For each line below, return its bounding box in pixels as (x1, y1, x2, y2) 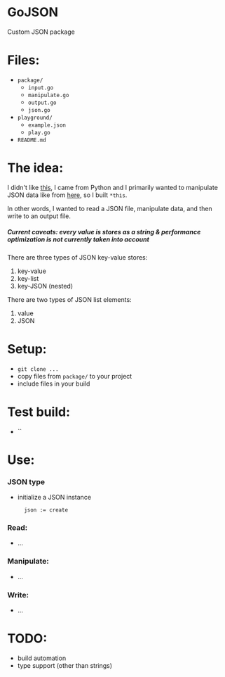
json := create (24, 507, 69, 514)
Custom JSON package (7, 27, 75, 36)
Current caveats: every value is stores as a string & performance (7, 228, 201, 236)
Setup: (7, 341, 47, 357)
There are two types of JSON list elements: (7, 295, 132, 303)
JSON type (7, 476, 46, 486)
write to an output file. (7, 212, 71, 220)
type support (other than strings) (17, 661, 113, 669)
